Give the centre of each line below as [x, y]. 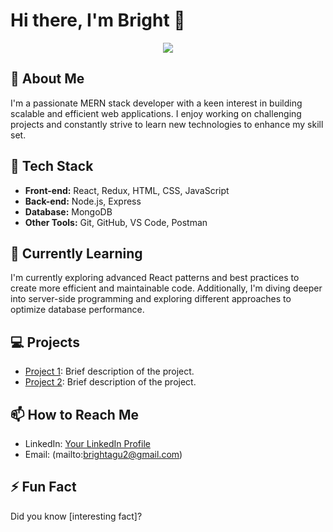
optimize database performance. [77, 310]
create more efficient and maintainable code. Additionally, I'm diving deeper [166, 288]
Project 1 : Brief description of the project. [109, 371]
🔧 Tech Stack [52, 166]
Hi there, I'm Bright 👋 [98, 20]
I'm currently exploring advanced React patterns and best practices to [155, 278]
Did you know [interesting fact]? [76, 516]
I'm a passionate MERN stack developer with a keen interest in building [156, 103]
